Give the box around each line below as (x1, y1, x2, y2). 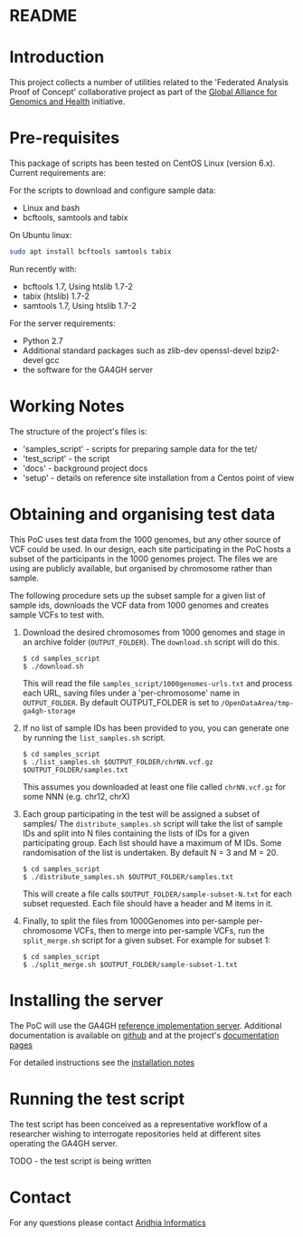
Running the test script (9, 1088, 185, 1109)
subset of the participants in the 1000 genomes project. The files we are (9, 553, 279, 564)
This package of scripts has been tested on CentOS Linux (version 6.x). (9, 158, 276, 168)
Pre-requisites (9, 128, 120, 149)
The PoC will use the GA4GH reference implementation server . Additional (9, 1020, 282, 1031)
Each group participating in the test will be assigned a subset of (22, 808, 260, 820)
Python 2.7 (22, 335, 63, 346)
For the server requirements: (9, 318, 116, 329)
